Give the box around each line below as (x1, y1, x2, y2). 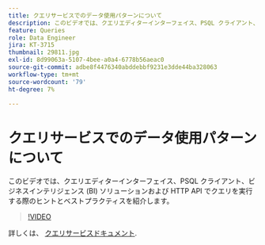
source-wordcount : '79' (8, 78, 87, 86)
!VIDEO (27, 212, 51, 222)
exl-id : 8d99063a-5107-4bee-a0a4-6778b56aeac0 (8, 56, 165, 64)
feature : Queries (8, 26, 66, 34)
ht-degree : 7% (8, 85, 55, 94)
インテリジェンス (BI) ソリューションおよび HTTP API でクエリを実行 (28, 186, 253, 196)
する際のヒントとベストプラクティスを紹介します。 (8, 196, 174, 206)
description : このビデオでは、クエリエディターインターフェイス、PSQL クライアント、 (8, 19, 259, 27)
